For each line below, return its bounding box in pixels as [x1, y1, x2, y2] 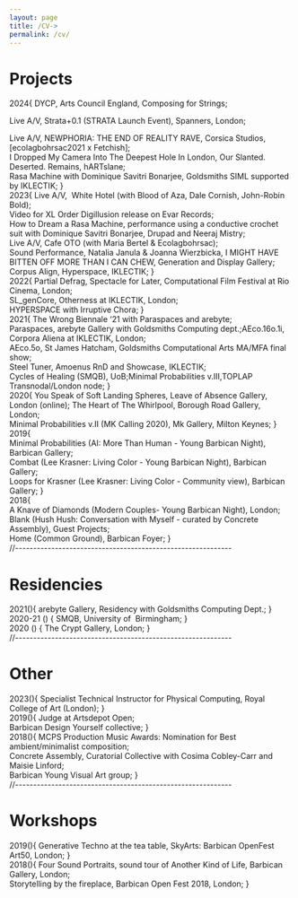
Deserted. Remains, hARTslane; [9, 161, 126, 172]
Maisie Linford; [9, 760, 65, 772]
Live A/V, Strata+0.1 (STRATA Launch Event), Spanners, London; [9, 116, 247, 126]
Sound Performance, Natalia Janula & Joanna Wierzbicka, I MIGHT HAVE [9, 248, 279, 258]
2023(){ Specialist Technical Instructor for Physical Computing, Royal [9, 693, 266, 704]
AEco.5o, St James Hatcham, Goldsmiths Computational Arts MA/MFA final [9, 343, 287, 353]
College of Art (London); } [9, 703, 105, 714]
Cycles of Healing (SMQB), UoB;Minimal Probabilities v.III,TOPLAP [9, 371, 253, 382]
